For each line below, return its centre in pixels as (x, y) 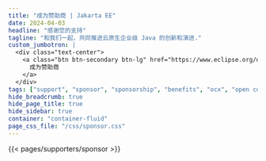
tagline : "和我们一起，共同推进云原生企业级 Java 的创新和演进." (105, 38)
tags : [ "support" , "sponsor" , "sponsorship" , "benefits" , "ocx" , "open (129, 89)
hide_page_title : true (46, 104)
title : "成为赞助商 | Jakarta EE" (62, 15)
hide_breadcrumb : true (46, 97)
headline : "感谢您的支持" (47, 30)
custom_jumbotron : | (42, 45)
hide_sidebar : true (40, 112)
